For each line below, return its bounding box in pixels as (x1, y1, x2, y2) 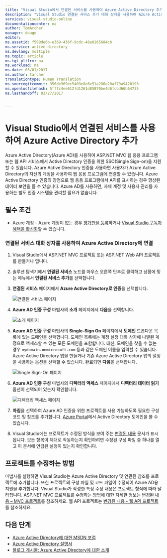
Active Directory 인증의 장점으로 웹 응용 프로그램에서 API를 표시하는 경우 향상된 (5, 177, 161, 183)
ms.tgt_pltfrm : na (5, 58, 43, 63)
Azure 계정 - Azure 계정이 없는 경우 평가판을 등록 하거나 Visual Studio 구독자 (12, 220, 162, 226)
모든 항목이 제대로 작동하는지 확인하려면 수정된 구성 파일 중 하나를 (27, 437, 155, 443)
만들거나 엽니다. (17, 258, 49, 264)
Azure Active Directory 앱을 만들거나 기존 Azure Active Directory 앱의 (12, 353, 152, 359)
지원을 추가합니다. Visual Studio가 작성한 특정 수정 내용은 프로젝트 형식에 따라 (5, 486, 157, 492)
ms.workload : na (5, 63, 39, 68)
